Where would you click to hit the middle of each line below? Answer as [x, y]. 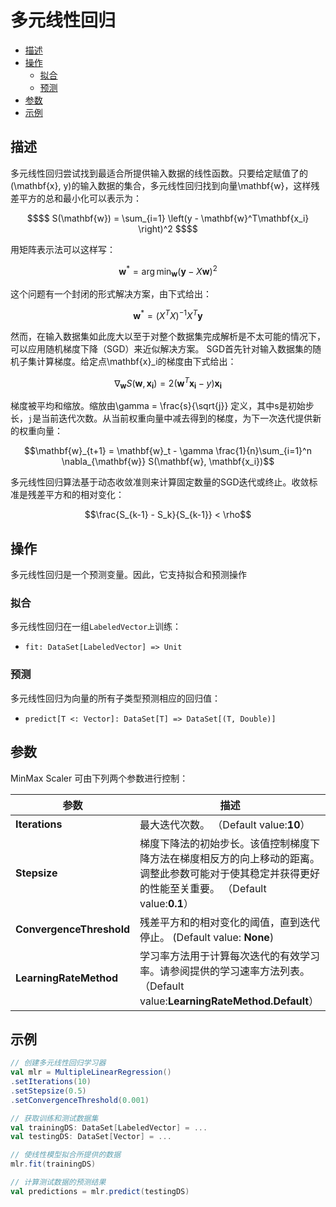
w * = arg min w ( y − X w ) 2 [168, 271]
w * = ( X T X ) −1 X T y [168, 314]
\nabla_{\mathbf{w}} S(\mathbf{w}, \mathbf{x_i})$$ [168, 462]
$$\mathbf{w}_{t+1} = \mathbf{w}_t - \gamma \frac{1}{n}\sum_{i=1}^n [168, 451]
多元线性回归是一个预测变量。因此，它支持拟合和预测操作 [128, 575]
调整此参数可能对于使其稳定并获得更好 [230, 873]
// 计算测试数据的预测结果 [58, 1182]
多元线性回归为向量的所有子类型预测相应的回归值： [115, 698]
